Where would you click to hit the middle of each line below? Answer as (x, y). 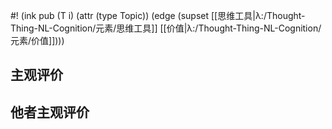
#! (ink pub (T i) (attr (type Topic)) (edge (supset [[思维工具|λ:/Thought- (158, 15)
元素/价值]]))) (37, 40)
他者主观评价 (50, 112)
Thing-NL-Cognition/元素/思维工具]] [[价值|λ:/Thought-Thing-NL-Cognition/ (166, 28)
